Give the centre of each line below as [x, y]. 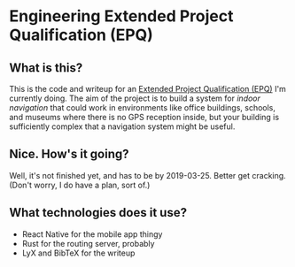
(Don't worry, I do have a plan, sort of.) [80, 185]
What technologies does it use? [98, 213]
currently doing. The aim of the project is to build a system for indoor [135, 98]
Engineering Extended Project [121, 16]
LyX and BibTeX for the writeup [78, 253]
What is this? [46, 68]
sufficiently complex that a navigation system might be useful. [122, 126]
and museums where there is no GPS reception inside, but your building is [144, 117]
